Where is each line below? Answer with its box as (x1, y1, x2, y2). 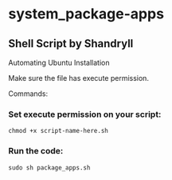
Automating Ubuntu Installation (8, 58, 110, 67)
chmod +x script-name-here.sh (8, 127, 109, 135)
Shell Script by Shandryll (8, 37, 134, 50)
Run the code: (8, 146, 64, 157)
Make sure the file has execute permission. (8, 74, 150, 82)
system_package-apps (8, 5, 165, 23)
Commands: (8, 89, 49, 98)
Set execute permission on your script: (8, 109, 162, 120)
